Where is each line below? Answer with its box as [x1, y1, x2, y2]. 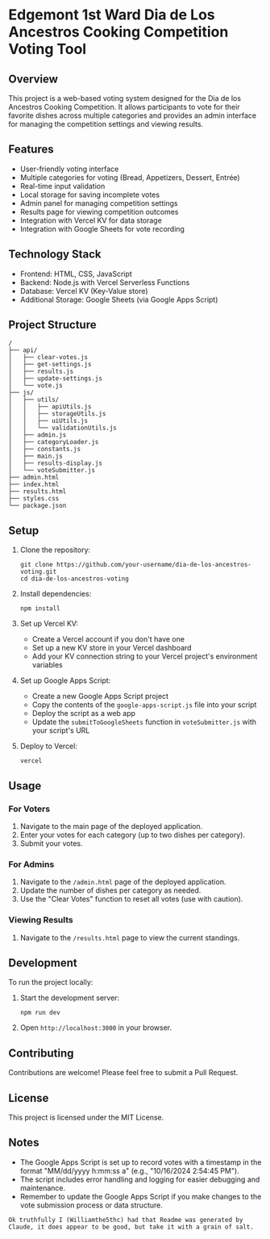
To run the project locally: [8, 977, 93, 987]
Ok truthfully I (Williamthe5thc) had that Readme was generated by [8, 1216, 243, 1224]
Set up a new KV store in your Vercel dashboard [31, 643, 192, 653]
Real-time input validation [19, 181, 106, 190]
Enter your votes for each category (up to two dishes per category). [19, 830, 246, 839]
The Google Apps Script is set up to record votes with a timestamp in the [19, 1157, 262, 1167]
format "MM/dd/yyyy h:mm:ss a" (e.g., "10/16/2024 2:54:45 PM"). [19, 1166, 239, 1175]
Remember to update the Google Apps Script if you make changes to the [19, 1191, 262, 1201]
